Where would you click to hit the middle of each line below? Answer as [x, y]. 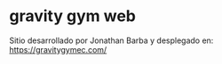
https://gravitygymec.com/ [58, 49]
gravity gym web [72, 16]
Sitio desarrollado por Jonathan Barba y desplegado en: [111, 40]
